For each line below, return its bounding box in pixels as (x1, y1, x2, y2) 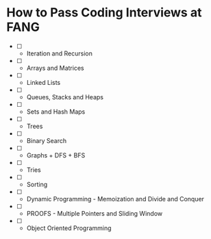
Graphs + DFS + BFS (26, 151, 86, 159)
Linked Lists (26, 78, 61, 86)
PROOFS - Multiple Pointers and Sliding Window (26, 209, 162, 217)
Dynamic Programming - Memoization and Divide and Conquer (26, 194, 205, 203)
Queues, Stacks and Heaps (26, 92, 104, 101)
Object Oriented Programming (26, 224, 112, 232)
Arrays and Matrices (26, 64, 84, 72)
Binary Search (26, 136, 67, 144)
